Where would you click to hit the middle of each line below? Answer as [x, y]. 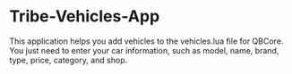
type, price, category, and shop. [69, 60]
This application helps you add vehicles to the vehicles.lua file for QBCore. [146, 41]
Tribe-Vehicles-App [85, 16]
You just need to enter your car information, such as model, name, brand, [144, 50]
